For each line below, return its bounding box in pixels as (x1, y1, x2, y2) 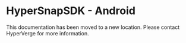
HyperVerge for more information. (6, 29, 89, 37)
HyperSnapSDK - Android (6, 4, 135, 18)
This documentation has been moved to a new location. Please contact (6, 24, 180, 31)
